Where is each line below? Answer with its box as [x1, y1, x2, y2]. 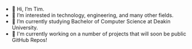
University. [11, 24, 38, 31]
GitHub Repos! [11, 37, 47, 43]
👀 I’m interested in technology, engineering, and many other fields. [11, 12, 174, 19]
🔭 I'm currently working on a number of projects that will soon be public [11, 30, 187, 37]
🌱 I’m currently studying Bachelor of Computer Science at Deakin [11, 18, 171, 24]
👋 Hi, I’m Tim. [11, 6, 44, 12]
